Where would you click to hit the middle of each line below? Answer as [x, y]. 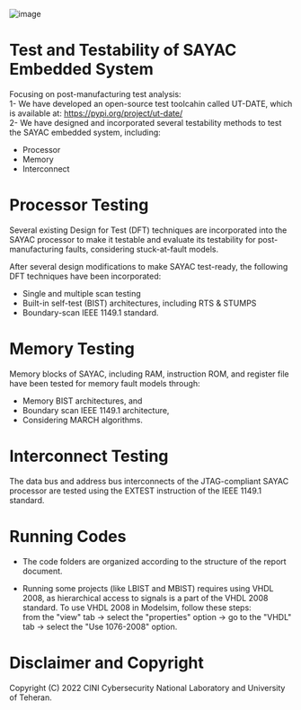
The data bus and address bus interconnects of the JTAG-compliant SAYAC [149, 481]
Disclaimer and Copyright [107, 663]
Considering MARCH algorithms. [83, 420]
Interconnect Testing [89, 456]
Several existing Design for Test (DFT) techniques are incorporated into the [148, 230]
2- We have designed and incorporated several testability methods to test [146, 122]
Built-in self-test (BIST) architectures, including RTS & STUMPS [139, 303]
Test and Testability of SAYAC [123, 50]
